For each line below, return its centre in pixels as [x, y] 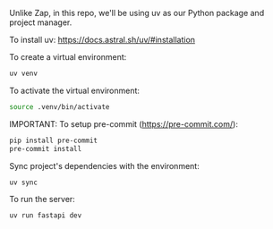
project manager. [41, 22]
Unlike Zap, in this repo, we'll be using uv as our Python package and [137, 13]
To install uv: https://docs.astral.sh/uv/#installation [102, 40]
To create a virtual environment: [68, 57]
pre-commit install [46, 148]
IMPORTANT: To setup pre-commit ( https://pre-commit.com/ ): [124, 123]
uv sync [24, 182]
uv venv [24, 73]
